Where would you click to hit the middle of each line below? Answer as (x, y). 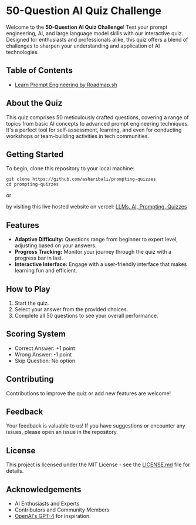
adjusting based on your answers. (55, 245)
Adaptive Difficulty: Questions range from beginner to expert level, (96, 240)
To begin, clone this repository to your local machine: (70, 169)
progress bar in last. (39, 258)
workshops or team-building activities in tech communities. (78, 136)
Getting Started (35, 154)
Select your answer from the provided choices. (71, 309)
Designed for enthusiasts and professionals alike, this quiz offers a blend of (97, 39)
